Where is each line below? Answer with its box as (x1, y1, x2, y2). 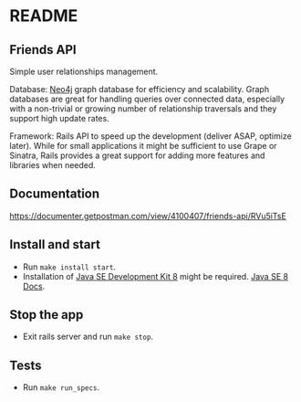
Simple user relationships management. (9, 66, 159, 77)
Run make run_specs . (22, 382, 100, 393)
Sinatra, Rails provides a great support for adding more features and (9, 150, 265, 161)
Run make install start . (22, 261, 117, 272)
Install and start (9, 237, 100, 252)
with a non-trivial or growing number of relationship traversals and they (9, 103, 277, 114)
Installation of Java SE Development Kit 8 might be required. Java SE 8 (22, 270, 289, 281)
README (9, 5, 78, 26)
